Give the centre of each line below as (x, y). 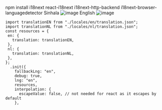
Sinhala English (70, 13)
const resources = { (27, 31)
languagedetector (24, 13)
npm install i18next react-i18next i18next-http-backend (63, 7)
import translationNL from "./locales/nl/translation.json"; (72, 27)
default (14, 98)
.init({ (18, 67)
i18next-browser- (139, 7)
